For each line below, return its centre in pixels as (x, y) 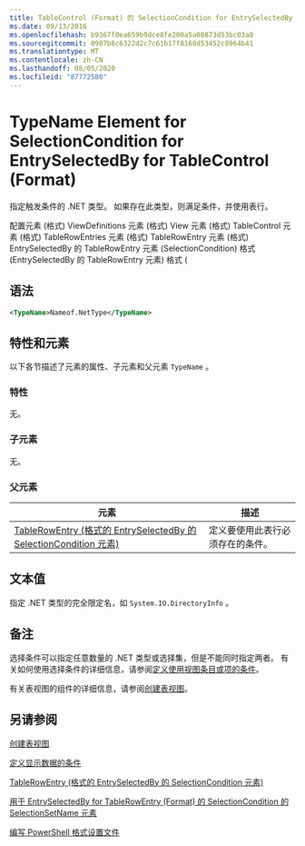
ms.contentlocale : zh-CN (56, 60)
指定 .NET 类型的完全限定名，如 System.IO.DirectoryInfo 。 (122, 602)
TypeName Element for (98, 121)
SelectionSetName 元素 (53, 812)
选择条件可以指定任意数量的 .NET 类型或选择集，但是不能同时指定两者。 (144, 657)
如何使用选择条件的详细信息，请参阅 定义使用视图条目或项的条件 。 (140, 669)
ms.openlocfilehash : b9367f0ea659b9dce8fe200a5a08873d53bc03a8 (132, 35)
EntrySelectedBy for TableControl (139, 160)
